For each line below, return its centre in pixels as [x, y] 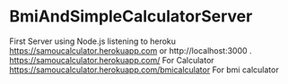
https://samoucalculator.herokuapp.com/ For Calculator [112, 60]
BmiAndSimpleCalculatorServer [131, 17]
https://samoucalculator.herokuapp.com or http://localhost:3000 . [131, 50]
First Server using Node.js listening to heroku [93, 41]
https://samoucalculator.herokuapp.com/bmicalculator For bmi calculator [144, 70]
